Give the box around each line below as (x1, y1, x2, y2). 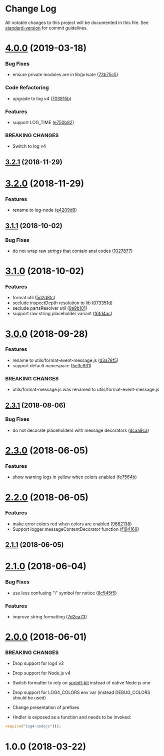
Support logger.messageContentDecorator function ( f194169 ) (12, 526, 139, 532)
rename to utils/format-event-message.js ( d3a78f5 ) (12, 357, 119, 363)
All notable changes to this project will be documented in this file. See (5, 20, 149, 26)
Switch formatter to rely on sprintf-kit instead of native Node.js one (12, 680, 151, 686)
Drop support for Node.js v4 (12, 670, 71, 676)
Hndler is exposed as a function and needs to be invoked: (12, 714, 131, 720)
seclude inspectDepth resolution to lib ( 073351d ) (12, 300, 113, 306)
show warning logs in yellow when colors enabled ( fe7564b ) (12, 474, 137, 480)
